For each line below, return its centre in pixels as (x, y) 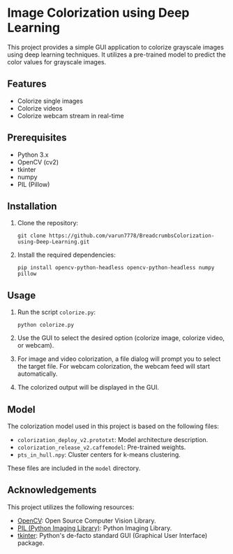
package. (31, 543)
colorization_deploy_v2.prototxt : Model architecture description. (113, 440)
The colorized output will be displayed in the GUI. (88, 388)
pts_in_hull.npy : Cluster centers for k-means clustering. (99, 455)
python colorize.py (46, 325)
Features (27, 84)
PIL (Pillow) (33, 184)
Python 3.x (33, 155)
